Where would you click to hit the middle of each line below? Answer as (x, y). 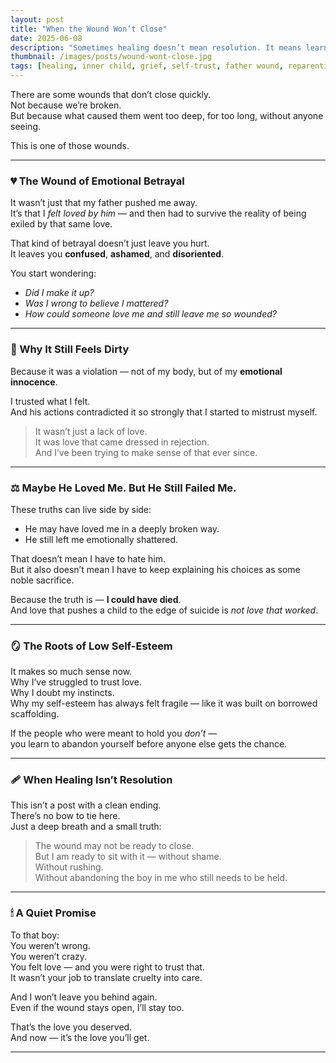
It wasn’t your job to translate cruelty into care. (106, 977)
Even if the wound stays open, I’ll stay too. (97, 1007)
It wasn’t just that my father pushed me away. (104, 203)
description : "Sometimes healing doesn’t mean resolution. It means (156, 47)
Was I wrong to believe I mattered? (96, 303)
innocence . (34, 382)
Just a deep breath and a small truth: (86, 827)
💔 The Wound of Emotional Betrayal (97, 181)
